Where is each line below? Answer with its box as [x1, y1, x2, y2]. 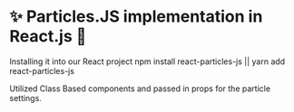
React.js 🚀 [9, 26, 87, 47]
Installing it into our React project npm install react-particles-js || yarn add [9, 56, 286, 67]
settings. [9, 92, 43, 103]
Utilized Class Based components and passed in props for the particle [9, 83, 270, 94]
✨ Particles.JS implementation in [9, 6, 263, 27]
